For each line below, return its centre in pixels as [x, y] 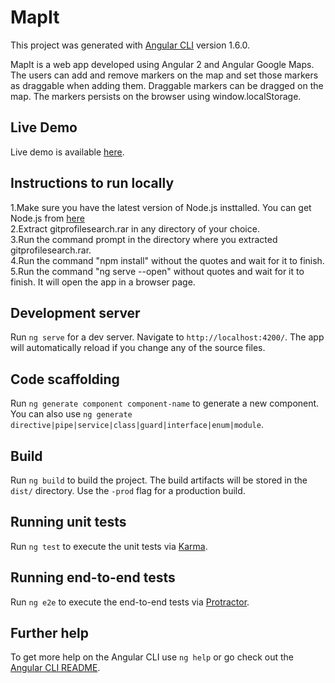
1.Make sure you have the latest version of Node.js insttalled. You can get [161, 207]
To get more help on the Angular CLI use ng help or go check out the [152, 657]
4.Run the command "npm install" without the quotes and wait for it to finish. [167, 260]
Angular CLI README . [55, 668]
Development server [75, 312]
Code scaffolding [65, 379]
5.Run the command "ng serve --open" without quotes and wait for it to [157, 271]
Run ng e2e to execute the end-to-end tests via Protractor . [130, 602]
